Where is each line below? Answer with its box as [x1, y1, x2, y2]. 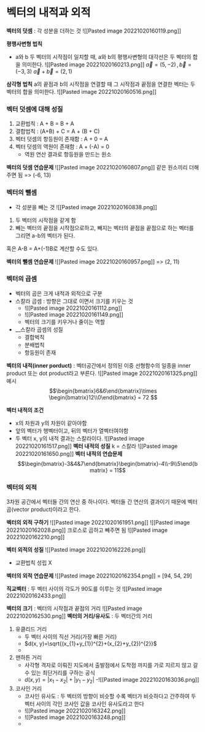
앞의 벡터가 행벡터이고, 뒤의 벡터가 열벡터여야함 [15, 427, 129, 434]
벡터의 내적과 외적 [6, 6, 91, 20]
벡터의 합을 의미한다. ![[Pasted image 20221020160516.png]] [6, 88, 157, 95]
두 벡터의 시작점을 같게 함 [15, 216, 77, 224]
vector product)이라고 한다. [13, 506, 81, 513]
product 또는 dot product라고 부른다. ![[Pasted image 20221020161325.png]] [6, 369, 198, 377]
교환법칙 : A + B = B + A [15, 120, 75, 128]
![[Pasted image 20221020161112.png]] [24, 304, 123, 312]
